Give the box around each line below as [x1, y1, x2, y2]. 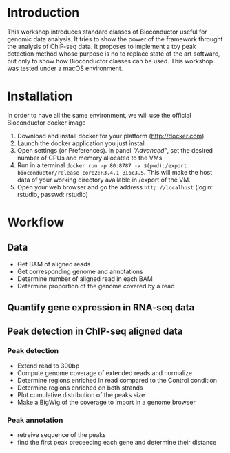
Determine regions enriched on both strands [17, 383, 143, 392]
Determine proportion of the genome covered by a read [17, 282, 175, 290]
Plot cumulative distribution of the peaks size [17, 390, 145, 399]
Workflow [7, 215, 65, 230]
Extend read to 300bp [17, 361, 80, 370]
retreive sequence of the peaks [17, 431, 107, 439]
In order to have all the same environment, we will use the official [7, 111, 191, 119]
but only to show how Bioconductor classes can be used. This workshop [7, 56, 213, 65]
